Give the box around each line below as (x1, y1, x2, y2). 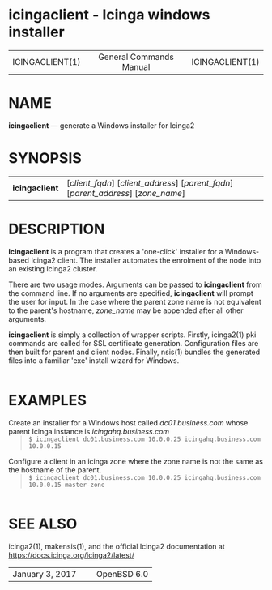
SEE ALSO (8, 515, 78, 532)
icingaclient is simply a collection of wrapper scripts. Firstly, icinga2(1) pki (8, 330, 257, 340)
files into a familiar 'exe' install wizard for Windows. (8, 355, 180, 366)
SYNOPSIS (8, 149, 83, 168)
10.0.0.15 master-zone (28, 481, 105, 489)
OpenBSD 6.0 (96, 568, 149, 579)
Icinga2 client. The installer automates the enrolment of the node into (31, 255, 261, 265)
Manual (121, 61, 151, 72)
